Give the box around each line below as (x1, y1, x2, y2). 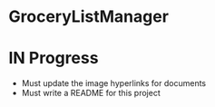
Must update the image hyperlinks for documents (21, 78, 206, 89)
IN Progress (8, 48, 99, 69)
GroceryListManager (8, 6, 170, 27)
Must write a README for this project (21, 88, 161, 99)
